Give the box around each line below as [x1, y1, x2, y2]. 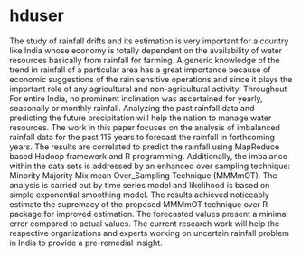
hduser [9, 5, 65, 26]
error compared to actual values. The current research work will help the [9, 218, 280, 229]
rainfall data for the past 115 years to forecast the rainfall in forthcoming [9, 131, 276, 142]
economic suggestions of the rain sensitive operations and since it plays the [9, 73, 293, 84]
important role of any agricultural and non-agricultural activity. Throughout [9, 83, 287, 94]
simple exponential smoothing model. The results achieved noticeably [9, 189, 269, 200]
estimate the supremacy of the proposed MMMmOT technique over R [9, 198, 268, 209]
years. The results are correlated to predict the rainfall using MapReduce [9, 141, 280, 152]
